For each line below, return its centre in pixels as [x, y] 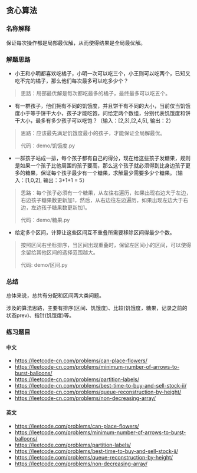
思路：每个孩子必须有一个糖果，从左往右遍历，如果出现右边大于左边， [106, 193]
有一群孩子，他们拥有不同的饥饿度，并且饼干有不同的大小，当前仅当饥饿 [102, 105]
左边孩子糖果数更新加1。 [60, 207]
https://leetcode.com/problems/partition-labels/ [73, 445]
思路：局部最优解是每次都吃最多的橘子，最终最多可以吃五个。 [96, 93]
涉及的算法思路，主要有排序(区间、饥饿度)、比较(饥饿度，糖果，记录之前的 [97, 308]
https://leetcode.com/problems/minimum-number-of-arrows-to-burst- [100, 432]
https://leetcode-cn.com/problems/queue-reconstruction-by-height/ [98, 392]
